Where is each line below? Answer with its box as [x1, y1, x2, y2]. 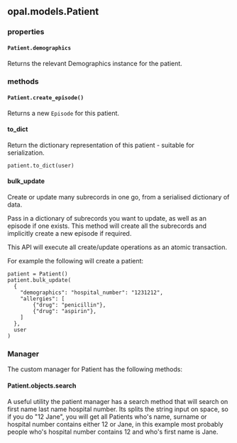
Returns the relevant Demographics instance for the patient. [7, 59, 182, 67]
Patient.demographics [7, 44, 72, 52]
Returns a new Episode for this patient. [7, 109, 119, 117]
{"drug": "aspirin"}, [33, 308, 97, 315]
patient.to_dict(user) [7, 162, 75, 169]
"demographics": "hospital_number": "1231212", [20, 289, 163, 297]
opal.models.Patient [7, 6, 99, 18]
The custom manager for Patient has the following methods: [7, 365, 183, 373]
